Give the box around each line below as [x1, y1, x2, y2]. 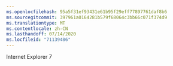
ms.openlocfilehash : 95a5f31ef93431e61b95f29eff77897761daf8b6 [6, 8, 168, 15]
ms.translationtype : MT [6, 20, 66, 26]
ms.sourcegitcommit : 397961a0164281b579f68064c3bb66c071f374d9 [6, 14, 168, 20]
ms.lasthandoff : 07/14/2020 [6, 31, 77, 37]
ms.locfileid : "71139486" [6, 37, 71, 43]
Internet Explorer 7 [6, 53, 52, 60]
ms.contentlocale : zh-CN [6, 25, 68, 32]
